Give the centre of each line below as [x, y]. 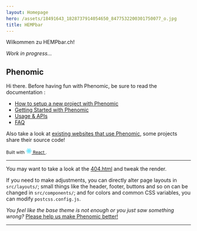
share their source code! [36, 140]
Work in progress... [29, 53]
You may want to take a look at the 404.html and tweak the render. [86, 169]
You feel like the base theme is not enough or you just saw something [90, 210]
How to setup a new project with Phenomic [67, 104]
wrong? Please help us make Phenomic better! [62, 216]
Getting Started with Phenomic [52, 110]
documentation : [26, 92]
